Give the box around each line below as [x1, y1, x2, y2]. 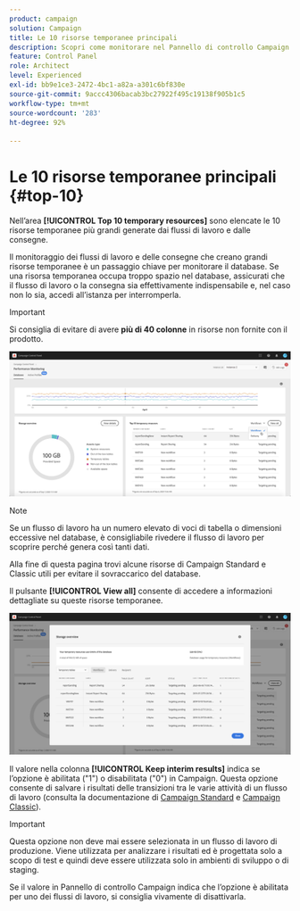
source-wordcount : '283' [9, 108, 102, 118]
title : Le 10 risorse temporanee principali [9, 33, 178, 42]
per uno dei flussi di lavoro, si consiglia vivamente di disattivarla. [9, 890, 246, 901]
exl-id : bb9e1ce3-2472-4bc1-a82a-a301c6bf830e [9, 80, 186, 89]
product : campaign [9, 14, 78, 23]
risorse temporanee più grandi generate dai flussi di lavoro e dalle [9, 225, 252, 236]
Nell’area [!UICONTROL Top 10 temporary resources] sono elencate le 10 [9, 215, 281, 227]
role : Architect [9, 62, 70, 70]
